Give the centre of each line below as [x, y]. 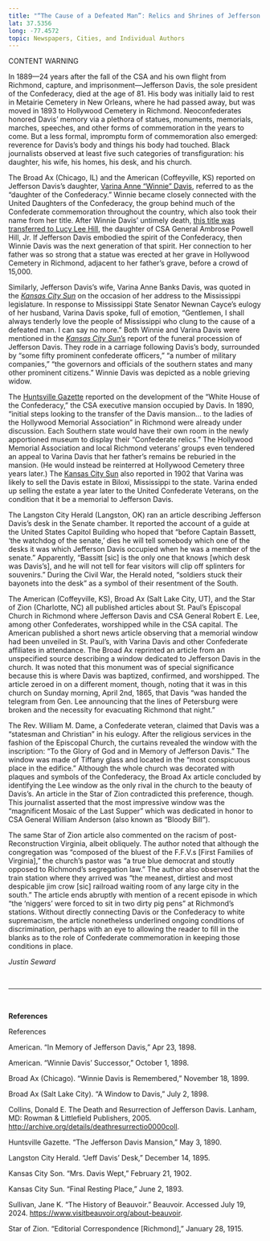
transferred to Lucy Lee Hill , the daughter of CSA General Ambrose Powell [131, 229]
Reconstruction [33, 844]
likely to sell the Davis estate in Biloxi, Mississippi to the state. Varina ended [133, 483]
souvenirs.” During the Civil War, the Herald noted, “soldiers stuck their [125, 575]
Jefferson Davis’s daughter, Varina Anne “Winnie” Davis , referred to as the [131, 187]
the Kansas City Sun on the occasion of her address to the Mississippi [125, 296]
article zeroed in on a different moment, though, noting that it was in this [128, 684]
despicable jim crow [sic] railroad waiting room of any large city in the [124, 886]
